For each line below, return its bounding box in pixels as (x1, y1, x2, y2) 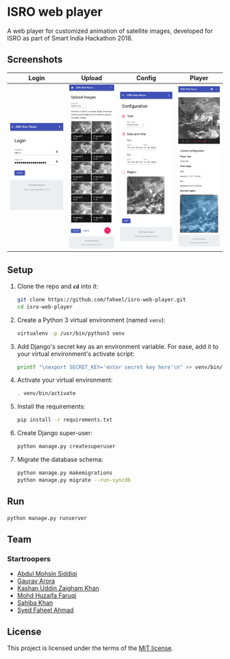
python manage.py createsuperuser (16, 443, 116, 450)
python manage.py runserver (7, 515, 88, 521)
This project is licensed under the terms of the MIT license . (7, 644, 173, 652)
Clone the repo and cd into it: (16, 282, 99, 290)
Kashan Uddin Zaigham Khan (16, 584, 99, 593)
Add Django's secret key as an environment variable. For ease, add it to (16, 342, 219, 350)
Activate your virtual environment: (16, 376, 113, 384)
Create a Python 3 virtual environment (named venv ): (16, 315, 166, 324)
